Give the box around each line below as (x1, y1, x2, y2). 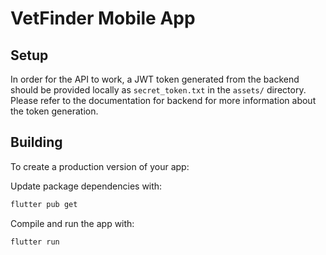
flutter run (10, 237, 60, 247)
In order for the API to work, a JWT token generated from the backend (10, 73, 300, 85)
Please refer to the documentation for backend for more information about (10, 95, 317, 106)
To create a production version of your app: (10, 160, 190, 172)
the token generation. (10, 105, 99, 117)
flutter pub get (10, 199, 78, 209)
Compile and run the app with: (10, 217, 135, 229)
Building (10, 134, 63, 151)
